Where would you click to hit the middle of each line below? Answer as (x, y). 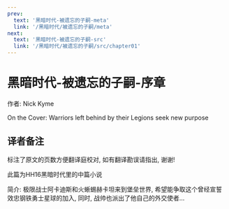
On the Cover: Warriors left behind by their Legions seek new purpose (108, 117)
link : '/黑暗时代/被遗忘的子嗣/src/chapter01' (77, 46)
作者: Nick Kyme (31, 103)
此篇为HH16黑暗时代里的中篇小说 (55, 174)
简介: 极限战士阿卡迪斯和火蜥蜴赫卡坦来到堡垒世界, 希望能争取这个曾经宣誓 (114, 189)
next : (15, 33)
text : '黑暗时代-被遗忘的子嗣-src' (60, 40)
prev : (15, 14)
